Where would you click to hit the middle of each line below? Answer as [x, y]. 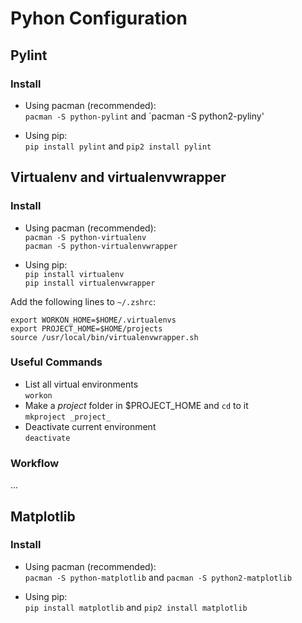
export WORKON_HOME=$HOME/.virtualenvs [93, 320]
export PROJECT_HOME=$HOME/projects [86, 328]
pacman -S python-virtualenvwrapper [101, 246]
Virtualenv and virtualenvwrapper [118, 177]
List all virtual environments [81, 384]
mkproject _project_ [67, 417]
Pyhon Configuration [99, 18]
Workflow [35, 463]
